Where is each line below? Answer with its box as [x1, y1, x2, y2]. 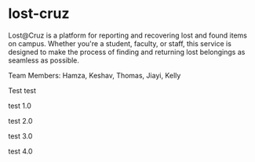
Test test [8, 85, 37, 95]
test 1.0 [8, 101, 31, 110]
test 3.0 [8, 131, 33, 141]
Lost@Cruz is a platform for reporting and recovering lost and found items [8, 31, 247, 40]
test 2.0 [8, 116, 33, 125]
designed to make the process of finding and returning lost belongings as [8, 47, 246, 56]
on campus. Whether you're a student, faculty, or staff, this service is [8, 38, 231, 48]
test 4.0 [8, 146, 33, 156]
